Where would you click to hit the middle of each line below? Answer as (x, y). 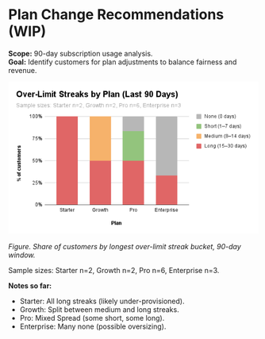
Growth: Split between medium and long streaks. (100, 310)
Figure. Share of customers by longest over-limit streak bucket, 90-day (125, 247)
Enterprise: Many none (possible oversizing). (93, 326)
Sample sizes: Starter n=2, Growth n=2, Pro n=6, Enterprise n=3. (114, 271)
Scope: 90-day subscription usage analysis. (81, 53)
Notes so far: (30, 286)
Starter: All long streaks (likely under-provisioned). (102, 301)
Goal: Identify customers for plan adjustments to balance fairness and (123, 62)
